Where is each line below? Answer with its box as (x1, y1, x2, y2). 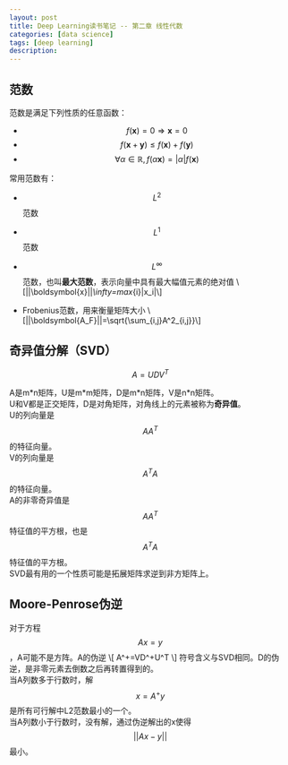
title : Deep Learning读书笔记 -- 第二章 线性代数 (9, 21, 183, 30)
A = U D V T (131, 367, 169, 380)
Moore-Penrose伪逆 (9, 597, 123, 612)
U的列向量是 (9, 409, 55, 421)
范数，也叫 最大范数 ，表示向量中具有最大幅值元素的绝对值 (21, 276, 234, 287)
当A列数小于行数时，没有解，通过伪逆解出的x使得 (9, 717, 192, 727)
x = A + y (135, 689, 165, 701)
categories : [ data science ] (9, 30, 114, 39)
